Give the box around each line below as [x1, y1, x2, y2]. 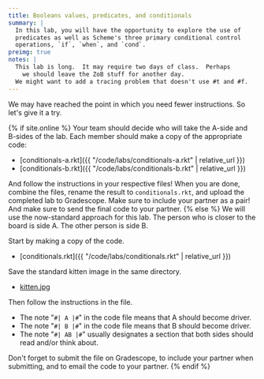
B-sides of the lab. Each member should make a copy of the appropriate [8, 131, 243, 141]
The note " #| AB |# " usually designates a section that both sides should [19, 329, 254, 339]
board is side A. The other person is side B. [8, 220, 148, 230]
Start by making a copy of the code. [8, 236, 125, 246]
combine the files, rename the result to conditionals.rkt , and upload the [8, 187, 245, 197]
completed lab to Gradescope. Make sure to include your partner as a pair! [8, 195, 251, 205]
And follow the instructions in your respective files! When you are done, [8, 178, 240, 188]
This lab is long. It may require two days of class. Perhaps [15, 63, 231, 71]
